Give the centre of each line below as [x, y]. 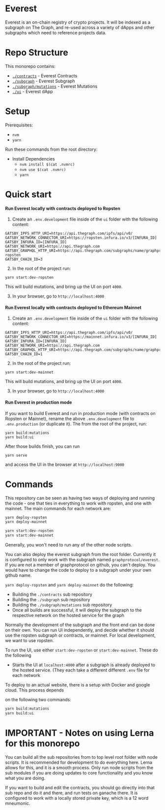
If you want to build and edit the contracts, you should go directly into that [80, 787]
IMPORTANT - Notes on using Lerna [80, 733]
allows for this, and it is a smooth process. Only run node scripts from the [79, 767]
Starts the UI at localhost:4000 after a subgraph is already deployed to [84, 665]
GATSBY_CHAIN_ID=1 [24, 354]
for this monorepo [42, 743]
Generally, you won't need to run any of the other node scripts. [69, 545]
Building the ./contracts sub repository [52, 594]
